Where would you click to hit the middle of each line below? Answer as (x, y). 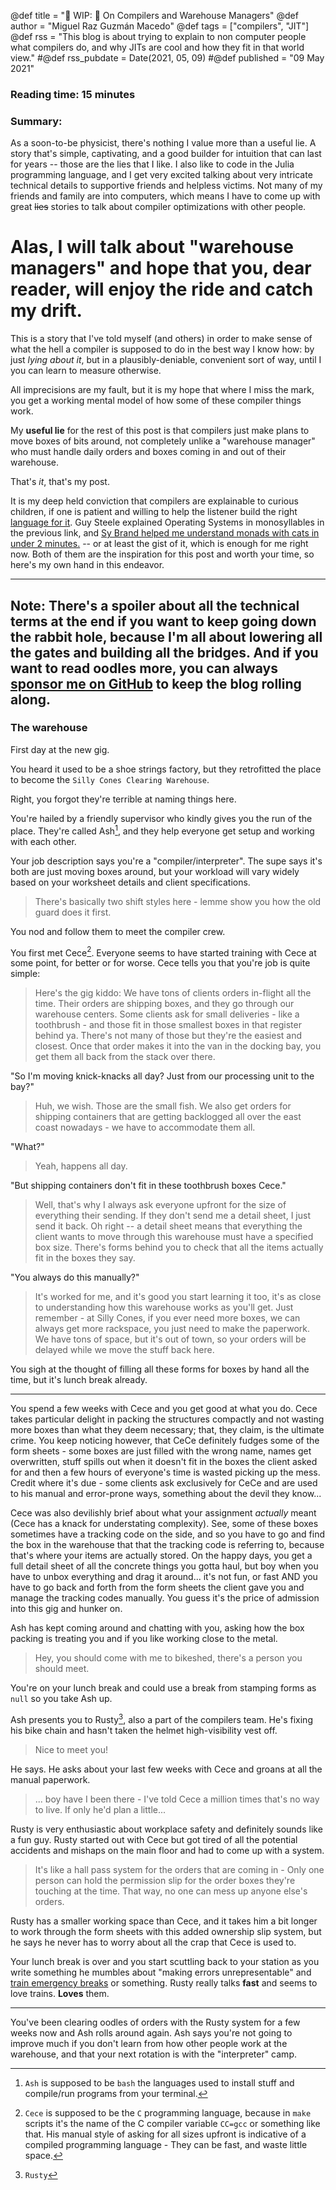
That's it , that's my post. (60, 482)
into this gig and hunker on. (66, 1609)
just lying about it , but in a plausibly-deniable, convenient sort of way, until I (166, 360)
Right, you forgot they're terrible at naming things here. (123, 799)
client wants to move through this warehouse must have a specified (174, 1237)
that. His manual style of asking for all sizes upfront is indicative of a (165, 2134)
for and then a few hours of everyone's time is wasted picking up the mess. (165, 1472)
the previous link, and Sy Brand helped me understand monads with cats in (165, 533)
